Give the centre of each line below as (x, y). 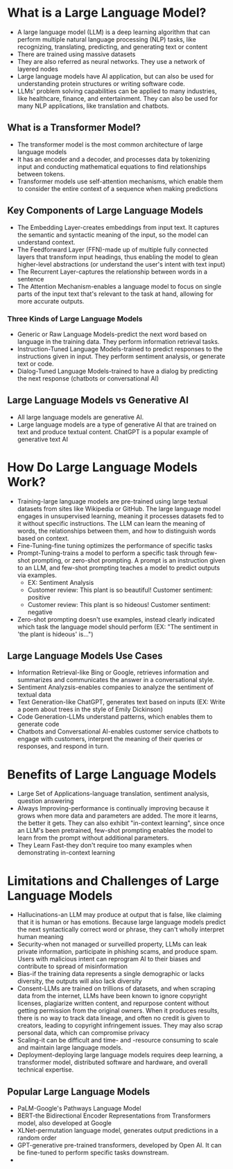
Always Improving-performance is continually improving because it (113, 809)
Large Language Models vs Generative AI (98, 400)
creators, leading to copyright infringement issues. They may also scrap (120, 1025)
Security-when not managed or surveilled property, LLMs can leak (112, 944)
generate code (38, 724)
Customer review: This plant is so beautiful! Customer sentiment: (120, 590)
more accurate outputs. (51, 301)
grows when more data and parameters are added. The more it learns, (118, 816)
